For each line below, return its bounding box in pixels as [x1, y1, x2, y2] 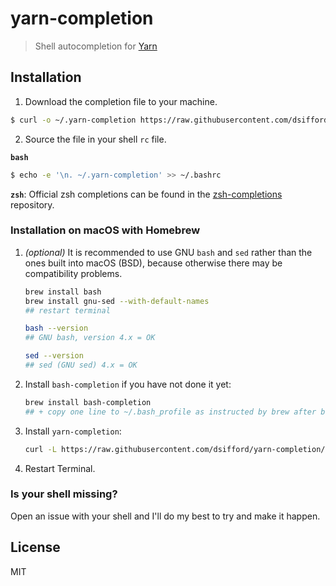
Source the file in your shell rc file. [24, 133, 167, 145]
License [10, 539, 61, 556]
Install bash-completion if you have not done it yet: [24, 378, 232, 390]
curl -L [24, 444, 57, 454]
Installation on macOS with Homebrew [10, 223, 201, 237]
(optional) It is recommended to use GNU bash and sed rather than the [24, 246, 313, 258]
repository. [10, 198, 55, 211]
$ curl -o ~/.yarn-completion [10, 115, 137, 125]
